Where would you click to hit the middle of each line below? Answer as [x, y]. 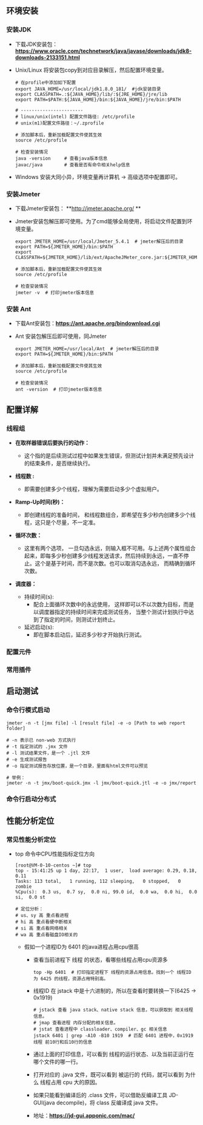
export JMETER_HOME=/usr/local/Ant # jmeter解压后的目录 [87, 349]
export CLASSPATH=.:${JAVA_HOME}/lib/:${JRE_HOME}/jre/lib [91, 94]
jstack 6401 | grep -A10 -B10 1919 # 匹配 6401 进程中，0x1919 [113, 1036]
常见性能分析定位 [31, 839]
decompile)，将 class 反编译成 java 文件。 [109, 1103]
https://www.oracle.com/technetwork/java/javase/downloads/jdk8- [103, 51]
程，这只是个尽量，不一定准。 [61, 522]
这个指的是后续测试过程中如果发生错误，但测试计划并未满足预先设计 [109, 455]
